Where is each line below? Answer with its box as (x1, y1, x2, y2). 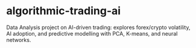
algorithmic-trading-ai (6, 4, 121, 18)
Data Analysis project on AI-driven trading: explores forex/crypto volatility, (6, 24, 191, 31)
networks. (6, 36, 31, 43)
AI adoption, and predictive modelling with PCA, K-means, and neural (6, 30, 178, 37)
